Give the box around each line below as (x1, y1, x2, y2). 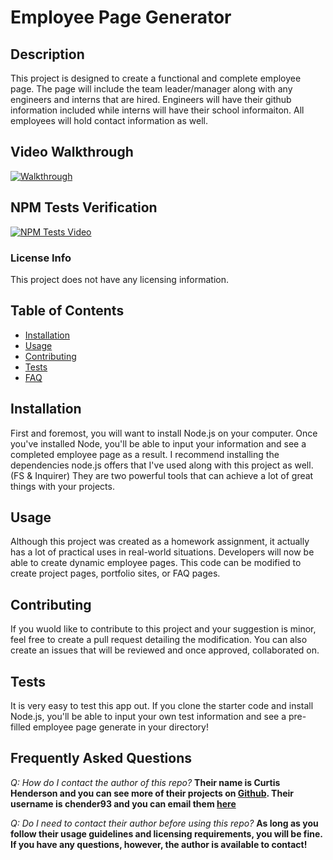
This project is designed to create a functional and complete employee (10, 72, 302, 84)
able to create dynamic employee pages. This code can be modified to (10, 557, 302, 569)
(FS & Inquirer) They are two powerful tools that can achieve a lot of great (10, 469, 314, 481)
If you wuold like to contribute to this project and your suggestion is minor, (10, 623, 317, 635)
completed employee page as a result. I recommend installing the (10, 448, 280, 460)
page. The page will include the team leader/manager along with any (10, 83, 293, 95)
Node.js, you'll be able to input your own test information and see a (10, 710, 287, 722)
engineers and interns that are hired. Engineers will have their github (10, 94, 292, 105)
